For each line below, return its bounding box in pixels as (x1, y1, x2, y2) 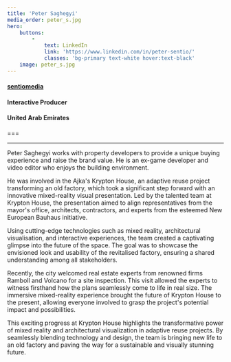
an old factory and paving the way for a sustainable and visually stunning (7, 341, 214, 349)
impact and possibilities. (7, 306, 76, 314)
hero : (7, 23, 23, 30)
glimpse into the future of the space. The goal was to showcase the (7, 241, 198, 249)
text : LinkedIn (43, 42, 88, 49)
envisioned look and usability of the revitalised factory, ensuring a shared (7, 249, 215, 257)
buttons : (19, 29, 45, 36)
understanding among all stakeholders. (7, 256, 118, 264)
